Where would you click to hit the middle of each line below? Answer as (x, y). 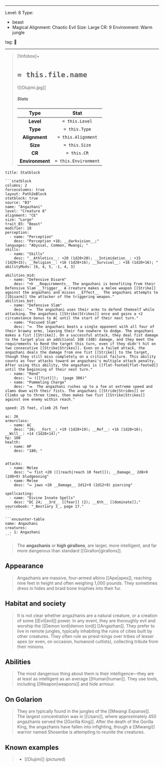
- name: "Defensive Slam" (36, 305)
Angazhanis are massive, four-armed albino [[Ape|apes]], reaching (84, 578)
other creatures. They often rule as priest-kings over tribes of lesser (85, 636)
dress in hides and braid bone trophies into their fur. (69, 588)
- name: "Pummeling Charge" (38, 382)
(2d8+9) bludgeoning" (27, 476)
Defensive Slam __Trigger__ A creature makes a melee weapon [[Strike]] (81, 288)
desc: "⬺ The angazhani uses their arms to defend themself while (84, 309)
